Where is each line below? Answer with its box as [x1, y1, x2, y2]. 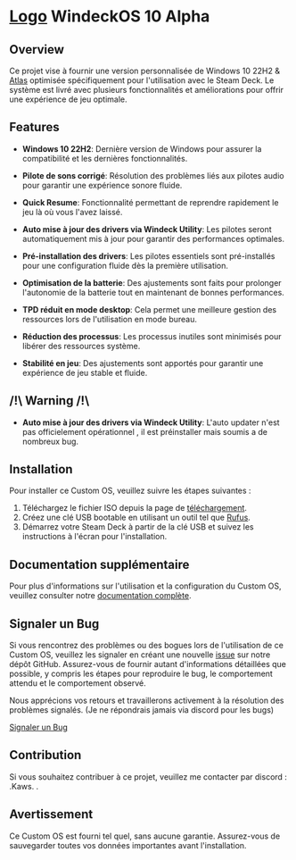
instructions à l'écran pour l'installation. [21, 531, 168, 542]
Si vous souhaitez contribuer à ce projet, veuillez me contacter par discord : [9, 771, 288, 782]
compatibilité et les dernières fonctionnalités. [21, 153, 188, 163]
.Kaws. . [9, 781, 39, 791]
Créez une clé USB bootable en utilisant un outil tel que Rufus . [21, 512, 251, 523]
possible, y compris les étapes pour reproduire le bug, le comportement [9, 668, 274, 680]
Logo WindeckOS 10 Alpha [9, 6, 210, 27]
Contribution [9, 747, 82, 763]
